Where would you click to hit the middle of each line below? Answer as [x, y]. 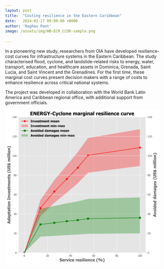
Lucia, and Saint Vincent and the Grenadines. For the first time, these [75, 72]
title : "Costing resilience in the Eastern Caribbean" [63, 16]
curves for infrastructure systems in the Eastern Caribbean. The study [86, 56]
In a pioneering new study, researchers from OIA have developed [71, 51]
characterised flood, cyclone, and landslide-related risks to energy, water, [80, 61]
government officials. [27, 103]
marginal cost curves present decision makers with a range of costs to [76, 77]
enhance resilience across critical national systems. [57, 82]
